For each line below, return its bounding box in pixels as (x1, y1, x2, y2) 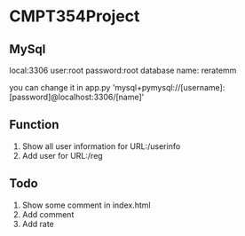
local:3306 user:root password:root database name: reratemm (9, 65, 237, 75)
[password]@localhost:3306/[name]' (9, 91, 145, 102)
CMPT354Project (9, 6, 140, 27)
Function (9, 117, 59, 132)
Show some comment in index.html (21, 200, 151, 210)
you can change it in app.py (9, 83, 111, 92)
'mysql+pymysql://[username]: (112, 83, 225, 92)
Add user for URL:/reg (21, 150, 104, 161)
